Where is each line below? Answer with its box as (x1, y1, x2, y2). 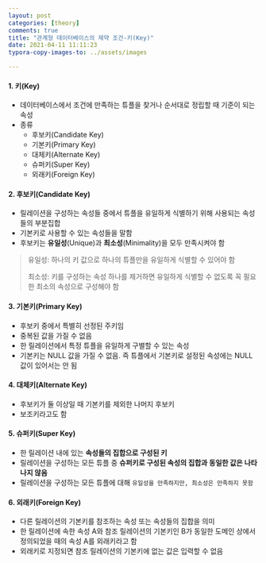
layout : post (8, 11, 52, 20)
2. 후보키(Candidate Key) (8, 189, 91, 199)
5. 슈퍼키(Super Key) (8, 429, 76, 438)
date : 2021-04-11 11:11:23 (8, 41, 98, 49)
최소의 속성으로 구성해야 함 (36, 282, 119, 291)
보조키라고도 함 (19, 409, 67, 418)
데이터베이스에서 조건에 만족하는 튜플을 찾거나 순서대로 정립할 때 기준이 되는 (19, 100, 256, 110)
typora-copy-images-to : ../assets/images (8, 48, 148, 56)
